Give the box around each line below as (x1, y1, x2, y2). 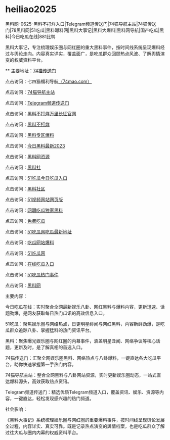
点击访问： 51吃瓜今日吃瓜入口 (5, 175, 67, 181)
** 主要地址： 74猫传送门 (5, 67, 57, 74)
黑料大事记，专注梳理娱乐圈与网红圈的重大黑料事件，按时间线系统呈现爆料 (5, 44, 160, 50)
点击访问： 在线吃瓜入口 (5, 261, 54, 267)
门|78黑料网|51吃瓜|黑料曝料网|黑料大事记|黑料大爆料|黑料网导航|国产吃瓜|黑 (5, 27, 164, 33)
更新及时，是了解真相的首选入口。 (14, 344, 85, 350)
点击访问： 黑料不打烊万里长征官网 (5, 110, 76, 117)
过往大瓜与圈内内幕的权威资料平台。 (5, 429, 81, 435)
